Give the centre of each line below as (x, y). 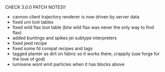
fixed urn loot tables (33, 22)
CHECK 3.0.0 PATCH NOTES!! (36, 7)
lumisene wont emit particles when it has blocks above (68, 64)
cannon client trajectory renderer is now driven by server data (76, 17)
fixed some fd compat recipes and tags (52, 48)
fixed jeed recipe (30, 43)
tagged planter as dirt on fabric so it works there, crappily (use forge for (86, 54)
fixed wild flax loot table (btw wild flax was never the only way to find (83, 27)
